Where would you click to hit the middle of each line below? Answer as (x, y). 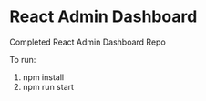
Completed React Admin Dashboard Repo (88, 42)
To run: (23, 59)
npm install (43, 77)
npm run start (48, 86)
